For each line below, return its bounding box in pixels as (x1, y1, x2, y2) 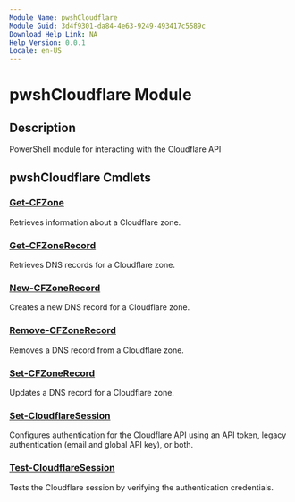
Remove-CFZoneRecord (9, 324, 116, 337)
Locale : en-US (9, 46, 63, 55)
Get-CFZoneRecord (9, 238, 97, 251)
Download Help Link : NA (9, 29, 98, 38)
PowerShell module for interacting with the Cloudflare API (9, 144, 222, 155)
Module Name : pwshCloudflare (9, 13, 118, 22)
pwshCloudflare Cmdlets (9, 170, 152, 185)
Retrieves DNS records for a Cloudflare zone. (9, 260, 176, 271)
